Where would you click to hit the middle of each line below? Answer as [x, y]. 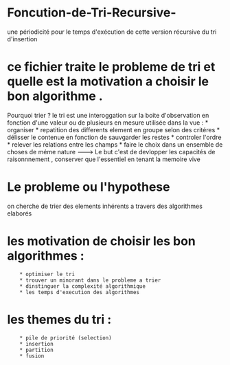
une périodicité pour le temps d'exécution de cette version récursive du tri [112, 32]
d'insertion [22, 39]
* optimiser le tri [47, 274]
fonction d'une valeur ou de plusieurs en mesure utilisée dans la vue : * [108, 123]
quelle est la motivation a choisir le [108, 82]
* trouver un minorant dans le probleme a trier [90, 280]
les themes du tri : [59, 319]
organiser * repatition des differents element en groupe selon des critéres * [114, 129]
